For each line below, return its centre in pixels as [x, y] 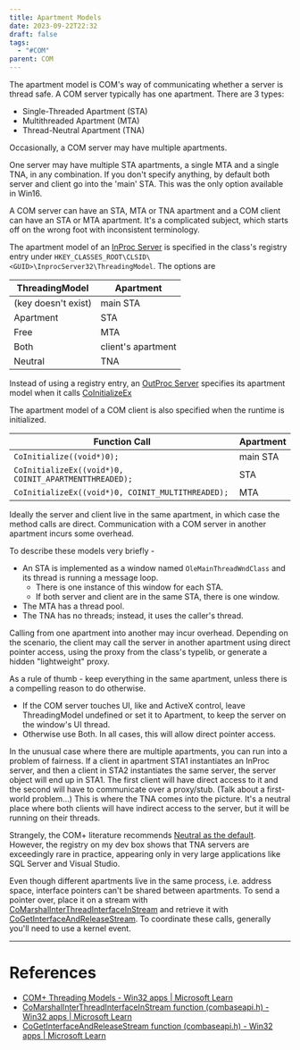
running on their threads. [55, 818]
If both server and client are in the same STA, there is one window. [158, 596]
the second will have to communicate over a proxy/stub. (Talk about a [137, 789]
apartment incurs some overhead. [71, 533]
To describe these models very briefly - [82, 551]
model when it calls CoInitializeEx [71, 393]
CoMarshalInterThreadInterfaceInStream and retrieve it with [119, 909]
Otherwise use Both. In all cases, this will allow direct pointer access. [149, 734]
